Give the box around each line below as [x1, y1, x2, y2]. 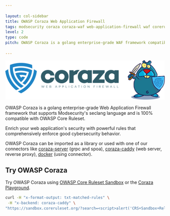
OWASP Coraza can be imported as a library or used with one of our [5, 141, 148, 147]
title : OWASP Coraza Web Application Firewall [5, 19, 105, 24]
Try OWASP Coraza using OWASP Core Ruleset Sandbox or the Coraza [5, 180, 153, 186]
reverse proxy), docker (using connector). [5, 151, 93, 157]
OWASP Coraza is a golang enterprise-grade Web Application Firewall [5, 105, 151, 111]
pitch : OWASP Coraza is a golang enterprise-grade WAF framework [5, 40, 146, 46]
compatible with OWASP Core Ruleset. [5, 115, 86, 121]
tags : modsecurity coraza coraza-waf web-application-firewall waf [5, 24, 151, 29]
